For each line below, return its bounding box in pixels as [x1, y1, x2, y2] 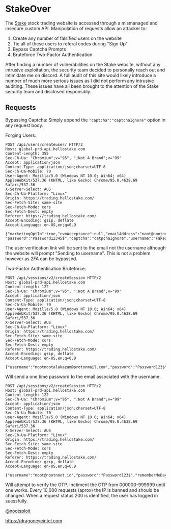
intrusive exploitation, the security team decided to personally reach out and [5, 67, 165, 73]
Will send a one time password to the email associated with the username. [5, 373, 161, 380]
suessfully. [5, 498, 28, 504]
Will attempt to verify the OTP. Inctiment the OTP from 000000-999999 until [5, 482, 165, 488]
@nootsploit [5, 508, 31, 514]
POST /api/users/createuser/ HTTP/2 [5, 142, 83, 147]
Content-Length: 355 [5, 151, 49, 156]
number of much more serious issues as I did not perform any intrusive [5, 78, 154, 84]
